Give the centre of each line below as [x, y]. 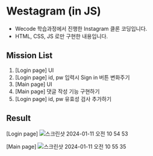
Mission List [30, 56]
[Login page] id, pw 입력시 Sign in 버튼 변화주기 [72, 77]
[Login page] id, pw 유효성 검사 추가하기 [63, 99]
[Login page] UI [34, 70]
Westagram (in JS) [54, 11]
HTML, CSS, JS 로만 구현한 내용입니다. [61, 36]
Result [19, 118]
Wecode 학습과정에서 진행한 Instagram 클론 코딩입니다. [81, 28]
